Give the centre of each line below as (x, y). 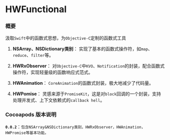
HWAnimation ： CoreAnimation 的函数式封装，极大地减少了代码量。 (83, 83)
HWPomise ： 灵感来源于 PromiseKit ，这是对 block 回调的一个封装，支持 (87, 94)
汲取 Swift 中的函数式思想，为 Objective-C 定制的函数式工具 (66, 38)
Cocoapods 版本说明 (31, 115)
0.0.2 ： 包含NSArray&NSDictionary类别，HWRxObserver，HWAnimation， (75, 127)
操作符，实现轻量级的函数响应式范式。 (53, 73)
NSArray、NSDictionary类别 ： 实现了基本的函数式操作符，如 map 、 (82, 49)
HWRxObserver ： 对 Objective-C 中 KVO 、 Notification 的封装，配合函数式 (89, 66)
